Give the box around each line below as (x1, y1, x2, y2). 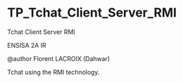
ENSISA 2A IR (7, 41, 47, 49)
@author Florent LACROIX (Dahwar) (7, 54, 110, 63)
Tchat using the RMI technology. (7, 68, 100, 76)
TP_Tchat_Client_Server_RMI (7, 5, 177, 21)
